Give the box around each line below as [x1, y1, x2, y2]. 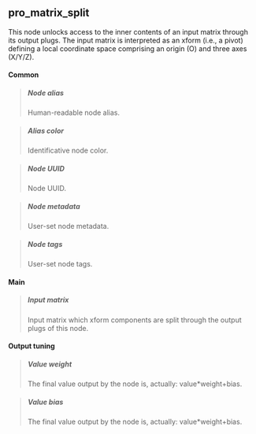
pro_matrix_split [8, 6, 90, 20]
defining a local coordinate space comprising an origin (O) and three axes [8, 43, 247, 53]
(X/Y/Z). [8, 52, 35, 61]
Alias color [27, 126, 65, 135]
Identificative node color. [27, 145, 109, 156]
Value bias [27, 397, 64, 406]
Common [8, 70, 39, 79]
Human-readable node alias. [27, 108, 121, 117]
